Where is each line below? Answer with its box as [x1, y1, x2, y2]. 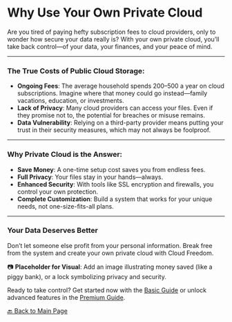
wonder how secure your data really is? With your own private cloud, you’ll [7, 35, 220, 43]
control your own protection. [17, 187, 99, 196]
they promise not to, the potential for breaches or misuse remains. [17, 111, 206, 120]
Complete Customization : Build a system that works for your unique [17, 195, 213, 203]
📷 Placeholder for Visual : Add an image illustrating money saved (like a [7, 263, 213, 271]
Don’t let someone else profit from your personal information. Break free [7, 241, 213, 249]
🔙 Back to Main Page [7, 306, 68, 315]
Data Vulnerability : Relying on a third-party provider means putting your [17, 119, 224, 127]
